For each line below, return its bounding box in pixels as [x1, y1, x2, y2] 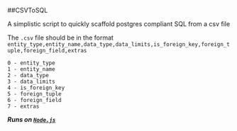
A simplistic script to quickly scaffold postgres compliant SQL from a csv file [7, 20, 231, 28]
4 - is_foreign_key [7, 84, 65, 91]
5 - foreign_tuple [7, 91, 62, 98]
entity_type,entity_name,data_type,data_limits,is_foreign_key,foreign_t [7, 41, 231, 48]
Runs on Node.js [7, 115, 56, 123]
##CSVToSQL [7, 6, 48, 14]
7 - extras [7, 103, 40, 110]
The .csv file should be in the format [7, 33, 114, 42]
